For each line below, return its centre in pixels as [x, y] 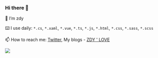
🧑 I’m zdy [14, 19]
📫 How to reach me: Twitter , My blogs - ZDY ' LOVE [58, 40]
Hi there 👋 [17, 8]
